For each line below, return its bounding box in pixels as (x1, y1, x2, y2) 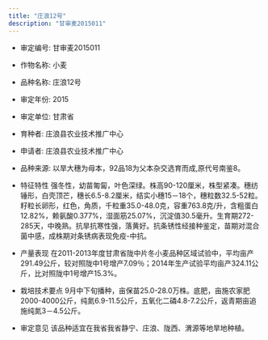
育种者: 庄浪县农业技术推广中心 (19, 129, 124, 138)
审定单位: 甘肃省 (19, 111, 74, 121)
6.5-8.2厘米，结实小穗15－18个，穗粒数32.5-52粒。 (90, 190, 262, 200)
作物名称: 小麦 (19, 60, 67, 70)
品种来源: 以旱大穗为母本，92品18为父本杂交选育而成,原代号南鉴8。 (19, 163, 245, 172)
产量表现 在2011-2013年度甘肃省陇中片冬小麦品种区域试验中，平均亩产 (19, 248, 254, 257)
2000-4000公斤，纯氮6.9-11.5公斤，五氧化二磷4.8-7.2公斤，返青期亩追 (19, 295, 257, 305)
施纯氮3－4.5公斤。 (19, 305, 86, 316)
